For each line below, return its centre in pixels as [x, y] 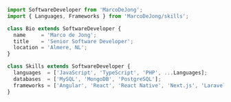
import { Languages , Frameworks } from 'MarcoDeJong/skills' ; [98, 16]
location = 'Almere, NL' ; [51, 48]
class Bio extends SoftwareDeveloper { [64, 28]
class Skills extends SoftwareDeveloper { [69, 66]
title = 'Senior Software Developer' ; [74, 41]
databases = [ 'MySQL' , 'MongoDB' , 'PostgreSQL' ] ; [87, 79]
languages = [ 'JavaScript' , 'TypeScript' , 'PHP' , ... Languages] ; [110, 73]
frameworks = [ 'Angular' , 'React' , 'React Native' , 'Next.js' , [106, 86]
